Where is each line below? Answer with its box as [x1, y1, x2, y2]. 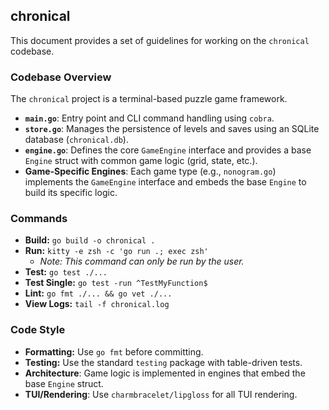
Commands [10, 212, 68, 226]
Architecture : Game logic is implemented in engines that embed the [24, 367, 306, 379]
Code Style [10, 323, 66, 337]
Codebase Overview [10, 70, 112, 84]
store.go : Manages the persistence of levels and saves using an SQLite [24, 123, 320, 135]
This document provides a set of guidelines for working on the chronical [10, 34, 310, 46]
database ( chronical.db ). [24, 134, 129, 146]
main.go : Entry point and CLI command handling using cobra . [24, 112, 275, 124]
